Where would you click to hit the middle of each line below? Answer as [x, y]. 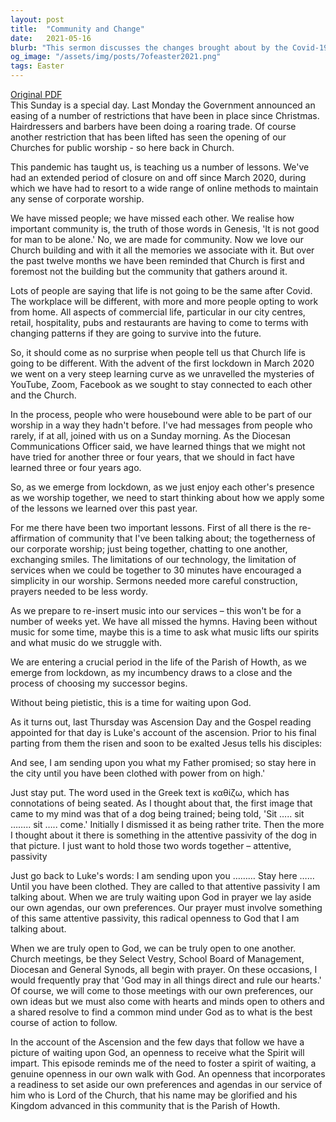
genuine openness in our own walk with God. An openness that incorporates [168, 1074]
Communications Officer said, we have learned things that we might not [158, 446]
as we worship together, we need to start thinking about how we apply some [167, 497]
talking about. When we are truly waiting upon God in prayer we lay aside [161, 897]
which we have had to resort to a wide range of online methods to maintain [164, 188]
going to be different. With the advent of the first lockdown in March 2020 [162, 363]
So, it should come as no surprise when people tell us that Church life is [158, 352]
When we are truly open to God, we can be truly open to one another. [153, 948]
